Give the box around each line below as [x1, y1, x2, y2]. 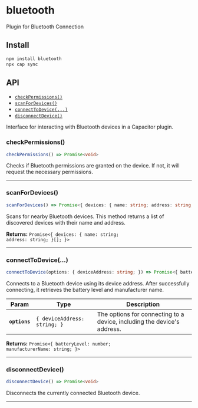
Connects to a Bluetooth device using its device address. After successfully [6, 279, 190, 287]
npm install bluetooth [6, 55, 62, 62]
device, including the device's [97, 317, 180, 325]
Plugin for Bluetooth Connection [6, 23, 84, 30]
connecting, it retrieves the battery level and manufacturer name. [6, 286, 164, 293]
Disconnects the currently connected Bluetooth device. [6, 390, 140, 396]
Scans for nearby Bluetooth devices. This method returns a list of [6, 213, 164, 220]
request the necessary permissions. [6, 169, 93, 176]
